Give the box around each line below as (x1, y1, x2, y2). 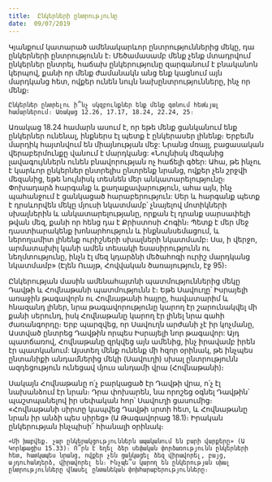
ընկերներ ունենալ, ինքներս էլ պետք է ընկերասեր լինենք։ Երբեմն (8, 131, 254, 141)
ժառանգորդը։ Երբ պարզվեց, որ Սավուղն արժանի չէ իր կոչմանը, (8, 319, 255, 329)
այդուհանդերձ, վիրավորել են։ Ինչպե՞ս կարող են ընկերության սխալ (8, 458, 231, 467)
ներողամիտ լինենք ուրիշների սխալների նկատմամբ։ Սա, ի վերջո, (8, 234, 257, 244)
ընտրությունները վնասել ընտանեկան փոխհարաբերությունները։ (8, 465, 209, 474)
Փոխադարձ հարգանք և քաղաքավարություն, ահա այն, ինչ (8, 182, 233, 192)
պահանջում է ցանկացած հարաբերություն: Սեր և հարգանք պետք (8, 191, 261, 201)
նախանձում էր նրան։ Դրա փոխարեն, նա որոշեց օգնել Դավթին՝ (8, 387, 250, 397)
